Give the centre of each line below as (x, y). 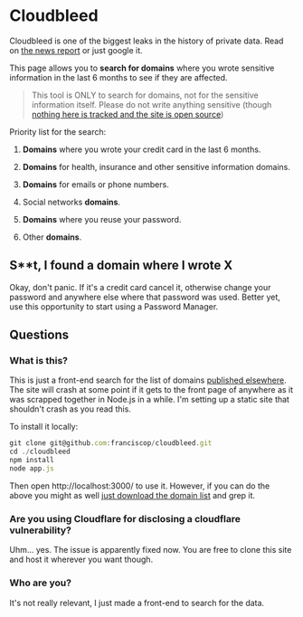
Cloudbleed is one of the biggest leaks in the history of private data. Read (147, 41)
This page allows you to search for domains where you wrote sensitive (142, 68)
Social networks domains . (71, 202)
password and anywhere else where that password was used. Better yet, (145, 297)
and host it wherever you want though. (81, 560)
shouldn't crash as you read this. (70, 409)
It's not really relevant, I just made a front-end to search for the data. (137, 603)
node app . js (32, 469)
